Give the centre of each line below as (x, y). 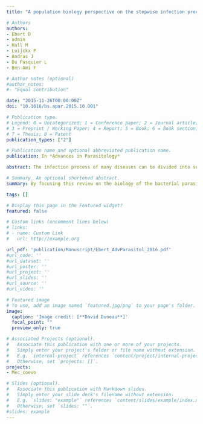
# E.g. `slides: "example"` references (59, 400)
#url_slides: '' (27, 278)
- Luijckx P (21, 51)
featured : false (27, 211)
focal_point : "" (32, 323)
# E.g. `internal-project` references (58, 356)
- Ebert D (19, 34)
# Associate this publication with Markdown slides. (77, 389)
